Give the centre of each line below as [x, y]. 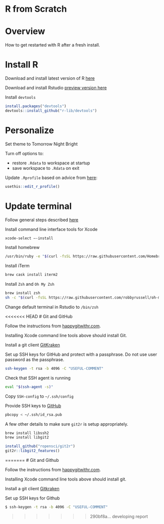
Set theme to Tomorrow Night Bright [41, 144]
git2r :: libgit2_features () [32, 451]
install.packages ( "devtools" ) [36, 106]
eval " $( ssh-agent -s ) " [29, 387]
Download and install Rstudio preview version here [56, 88]
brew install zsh [23, 293]
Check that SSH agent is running [38, 378]
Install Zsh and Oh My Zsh [30, 284]
